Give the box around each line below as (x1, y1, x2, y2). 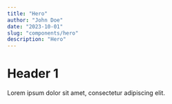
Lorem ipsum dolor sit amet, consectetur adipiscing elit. (7, 89, 166, 97)
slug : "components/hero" (7, 29, 79, 37)
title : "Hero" (7, 10, 48, 17)
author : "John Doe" (7, 17, 64, 24)
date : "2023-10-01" (7, 23, 64, 30)
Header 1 (7, 66, 59, 82)
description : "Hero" (7, 36, 67, 43)
